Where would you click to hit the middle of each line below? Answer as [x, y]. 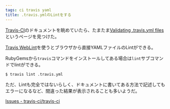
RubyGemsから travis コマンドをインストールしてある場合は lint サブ [78, 58]
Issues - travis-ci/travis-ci [33, 101]
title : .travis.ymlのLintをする [39, 15]
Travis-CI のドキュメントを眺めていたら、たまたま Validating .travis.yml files [85, 30]
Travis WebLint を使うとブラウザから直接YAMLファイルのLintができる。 [81, 47]
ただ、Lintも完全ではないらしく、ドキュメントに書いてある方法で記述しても [85, 84]
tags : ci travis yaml [29, 10]
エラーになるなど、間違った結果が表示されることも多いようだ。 [73, 91]
